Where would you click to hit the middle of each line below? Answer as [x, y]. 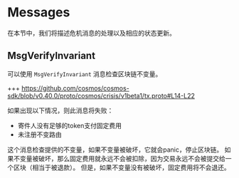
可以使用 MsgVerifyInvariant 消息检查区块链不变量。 [85, 74]
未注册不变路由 [39, 134]
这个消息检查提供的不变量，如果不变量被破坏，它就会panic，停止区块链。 [115, 150]
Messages [39, 12]
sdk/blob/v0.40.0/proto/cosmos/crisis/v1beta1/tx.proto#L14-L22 [101, 95]
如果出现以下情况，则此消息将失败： [60, 110]
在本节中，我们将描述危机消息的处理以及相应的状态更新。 [91, 33]
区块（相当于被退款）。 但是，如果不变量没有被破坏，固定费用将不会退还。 [122, 167]
